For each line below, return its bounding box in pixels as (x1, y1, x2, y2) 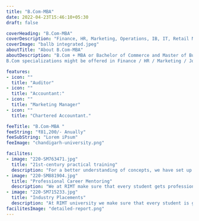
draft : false (6, 20, 38, 25)
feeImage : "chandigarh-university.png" (6, 140, 105, 146)
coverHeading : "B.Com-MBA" (6, 30, 73, 36)
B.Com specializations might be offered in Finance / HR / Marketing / (6, 57, 187, 64)
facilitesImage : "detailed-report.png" (6, 206, 105, 212)
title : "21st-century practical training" (11, 161, 118, 168)
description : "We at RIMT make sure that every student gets (11, 184, 166, 190)
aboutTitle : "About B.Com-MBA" (6, 47, 84, 53)
